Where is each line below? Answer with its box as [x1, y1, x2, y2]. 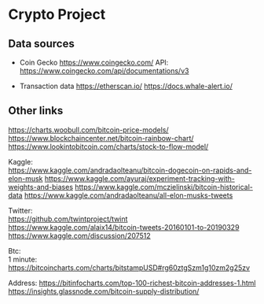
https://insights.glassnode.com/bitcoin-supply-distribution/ [8, 286, 200, 296]
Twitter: [8, 206, 33, 215]
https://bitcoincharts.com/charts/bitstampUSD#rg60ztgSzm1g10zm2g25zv [8, 262, 250, 272]
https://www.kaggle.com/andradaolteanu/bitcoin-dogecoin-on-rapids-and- [8, 165, 252, 175]
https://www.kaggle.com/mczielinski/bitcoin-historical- [74, 182, 253, 191]
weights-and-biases [8, 182, 73, 191]
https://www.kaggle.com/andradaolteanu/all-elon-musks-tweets [24, 191, 233, 200]
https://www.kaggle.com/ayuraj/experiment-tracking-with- [44, 173, 236, 183]
